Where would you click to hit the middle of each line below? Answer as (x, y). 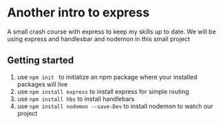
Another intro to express (78, 13)
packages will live (42, 84)
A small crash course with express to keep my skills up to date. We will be (112, 32)
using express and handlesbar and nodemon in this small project (99, 38)
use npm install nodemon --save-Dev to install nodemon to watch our (115, 106)
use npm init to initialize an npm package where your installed (107, 77)
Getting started (41, 61)
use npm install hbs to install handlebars (76, 99)
